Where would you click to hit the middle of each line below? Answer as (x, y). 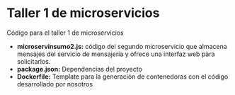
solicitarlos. (34, 61)
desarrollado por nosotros (55, 84)
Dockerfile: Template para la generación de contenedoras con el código (122, 77)
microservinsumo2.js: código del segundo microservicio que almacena (122, 46)
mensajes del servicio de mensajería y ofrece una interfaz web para (116, 54)
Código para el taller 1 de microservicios (65, 33)
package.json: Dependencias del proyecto (80, 69)
